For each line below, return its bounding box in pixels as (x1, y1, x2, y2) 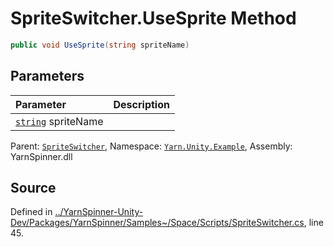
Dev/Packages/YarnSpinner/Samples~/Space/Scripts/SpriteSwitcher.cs (10, 217, 305, 229)
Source (10, 180, 57, 197)
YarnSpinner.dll (10, 150, 73, 162)
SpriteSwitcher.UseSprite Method (10, 7, 297, 30)
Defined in (10, 206, 53, 218)
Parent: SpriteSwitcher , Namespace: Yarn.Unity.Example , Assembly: (10, 140, 293, 152)
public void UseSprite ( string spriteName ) (10, 40, 190, 50)
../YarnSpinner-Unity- (54, 206, 144, 218)
